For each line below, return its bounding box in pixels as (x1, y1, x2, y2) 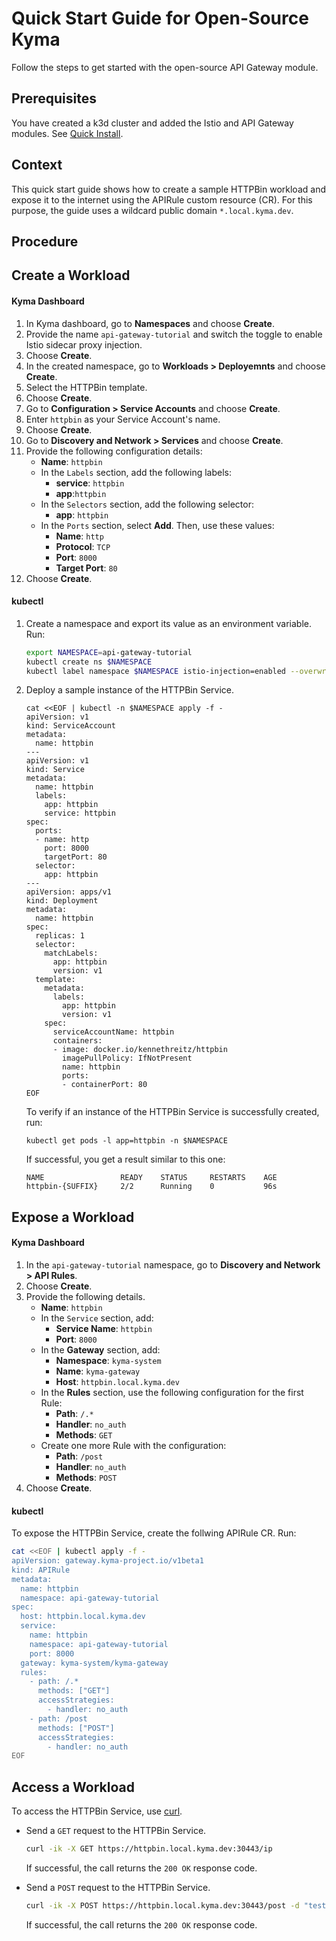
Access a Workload (11, 1778, 135, 1796)
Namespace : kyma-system (55, 1354, 162, 1366)
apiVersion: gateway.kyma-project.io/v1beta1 (11, 1556, 204, 1566)
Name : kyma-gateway (55, 1365, 141, 1377)
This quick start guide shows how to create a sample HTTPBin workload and (11, 183, 326, 195)
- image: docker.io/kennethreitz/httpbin (52, 1045, 228, 1055)
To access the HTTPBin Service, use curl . (11, 1805, 183, 1817)
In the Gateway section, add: (40, 1343, 161, 1356)
